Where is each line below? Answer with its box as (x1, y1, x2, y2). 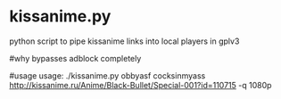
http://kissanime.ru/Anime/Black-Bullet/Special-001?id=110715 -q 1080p (9, 79, 272, 90)
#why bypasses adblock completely (9, 53, 142, 63)
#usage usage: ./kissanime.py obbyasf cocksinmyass (9, 70, 206, 81)
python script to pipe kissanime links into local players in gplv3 (9, 36, 240, 46)
